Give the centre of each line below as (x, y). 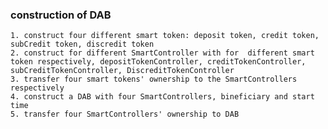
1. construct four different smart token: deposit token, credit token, (165, 36)
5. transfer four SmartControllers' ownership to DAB (125, 114)
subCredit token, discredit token (82, 44)
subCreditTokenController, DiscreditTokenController (122, 71)
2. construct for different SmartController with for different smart (162, 53)
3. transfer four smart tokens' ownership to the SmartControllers (154, 79)
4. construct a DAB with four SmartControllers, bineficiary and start (162, 97)
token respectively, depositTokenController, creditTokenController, (158, 62)
